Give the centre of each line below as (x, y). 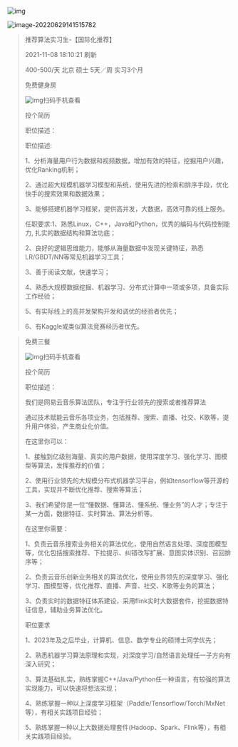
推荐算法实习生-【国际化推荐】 (70, 40)
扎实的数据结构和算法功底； (75, 233)
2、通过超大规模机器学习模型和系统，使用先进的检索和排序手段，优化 (127, 185)
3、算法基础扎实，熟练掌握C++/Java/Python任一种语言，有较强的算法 (128, 679)
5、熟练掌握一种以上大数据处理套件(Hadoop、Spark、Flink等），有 (122, 727)
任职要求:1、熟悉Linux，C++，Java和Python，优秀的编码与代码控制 (124, 224)
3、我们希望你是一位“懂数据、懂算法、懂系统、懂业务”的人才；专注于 (126, 505)
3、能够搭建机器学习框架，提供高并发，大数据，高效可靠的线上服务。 (127, 209)
